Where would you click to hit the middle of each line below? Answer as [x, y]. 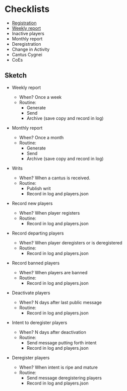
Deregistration [26, 44]
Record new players [32, 203]
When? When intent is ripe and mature [58, 367]
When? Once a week [40, 97]
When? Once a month [41, 137]
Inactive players [28, 33]
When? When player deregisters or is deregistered [71, 242]
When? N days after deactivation [53, 332]
